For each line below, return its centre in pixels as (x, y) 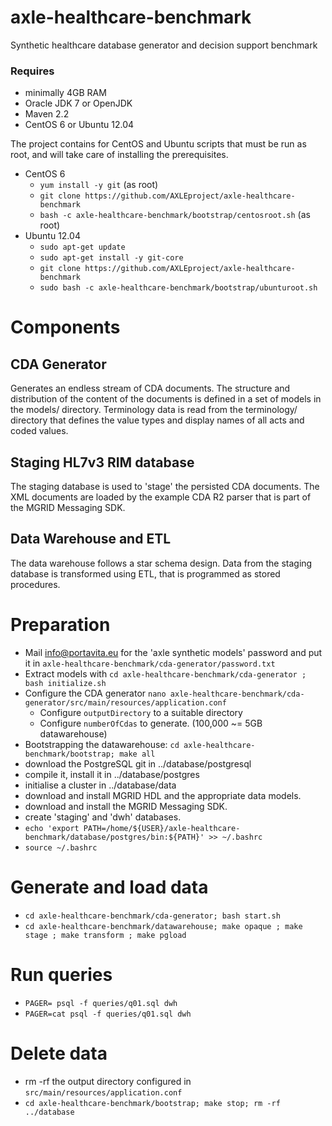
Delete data (59, 1053)
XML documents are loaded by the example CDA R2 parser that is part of (161, 497)
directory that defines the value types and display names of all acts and (157, 420)
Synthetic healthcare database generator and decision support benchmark (164, 45)
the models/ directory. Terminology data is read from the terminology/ (154, 410)
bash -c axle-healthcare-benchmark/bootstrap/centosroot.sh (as (175, 215)
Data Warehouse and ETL (91, 539)
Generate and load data (109, 887)
